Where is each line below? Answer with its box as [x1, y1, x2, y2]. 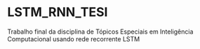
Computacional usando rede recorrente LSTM [7, 34, 140, 43]
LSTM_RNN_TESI [7, 4, 108, 20]
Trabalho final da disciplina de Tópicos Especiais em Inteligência [7, 27, 194, 36]
